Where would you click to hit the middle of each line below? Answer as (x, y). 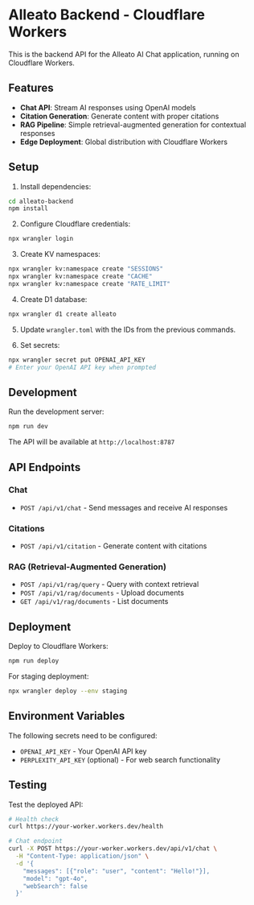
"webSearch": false (55, 886)
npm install (28, 209)
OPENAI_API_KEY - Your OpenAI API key (83, 751)
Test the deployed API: (46, 804)
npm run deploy (34, 661)
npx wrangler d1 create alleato (62, 314)
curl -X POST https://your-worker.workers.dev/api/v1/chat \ (113, 849)
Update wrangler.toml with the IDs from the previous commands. (128, 329)
